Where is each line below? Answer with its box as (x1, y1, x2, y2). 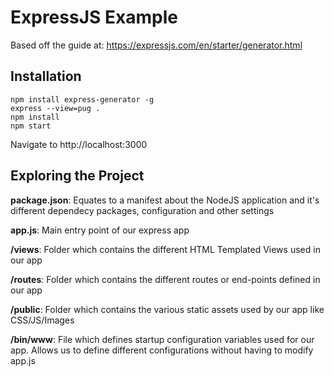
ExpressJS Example (10, 6, 178, 29)
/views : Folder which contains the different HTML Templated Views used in (10, 243, 321, 255)
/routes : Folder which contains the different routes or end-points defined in (10, 273, 321, 285)
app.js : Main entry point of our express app (10, 224, 190, 236)
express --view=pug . (10, 103, 101, 113)
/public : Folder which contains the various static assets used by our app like (10, 303, 325, 315)
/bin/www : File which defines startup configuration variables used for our (10, 333, 315, 345)
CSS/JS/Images (10, 314, 75, 326)
